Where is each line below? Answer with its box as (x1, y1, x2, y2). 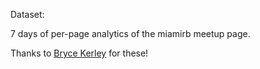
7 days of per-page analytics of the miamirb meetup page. (10, 28, 251, 39)
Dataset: (10, 9, 45, 20)
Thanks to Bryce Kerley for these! (10, 47, 149, 59)
